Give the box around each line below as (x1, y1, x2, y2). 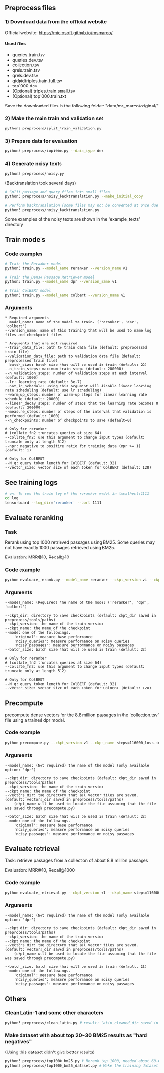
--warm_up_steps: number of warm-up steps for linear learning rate (5, 392, 147, 397)
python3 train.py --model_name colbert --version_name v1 (5, 293, 125, 298)
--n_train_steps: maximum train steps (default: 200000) (5, 366, 123, 372)
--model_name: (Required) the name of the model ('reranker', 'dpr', (5, 600, 150, 605)
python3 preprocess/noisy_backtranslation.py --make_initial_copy (5, 194, 143, 199)
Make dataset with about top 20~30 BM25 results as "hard (5, 1032, 147, 1039)
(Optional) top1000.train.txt (12, 93, 67, 99)
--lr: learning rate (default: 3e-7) (5, 380, 82, 385)
